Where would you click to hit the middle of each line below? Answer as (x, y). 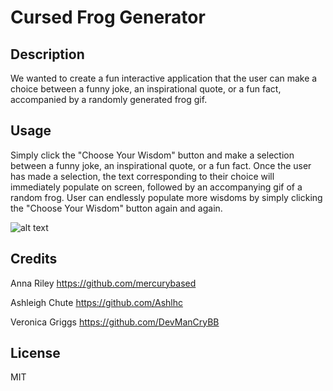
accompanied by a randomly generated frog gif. (109, 99)
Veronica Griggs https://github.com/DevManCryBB (115, 322)
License (35, 353)
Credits (34, 259)
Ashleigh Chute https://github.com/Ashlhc (97, 302)
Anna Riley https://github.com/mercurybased (103, 283)
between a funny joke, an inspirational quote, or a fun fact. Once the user (161, 165)
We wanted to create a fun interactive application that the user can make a (164, 78)
